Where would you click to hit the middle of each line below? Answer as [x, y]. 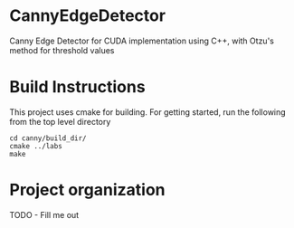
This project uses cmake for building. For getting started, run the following [148, 112]
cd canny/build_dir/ [48, 138]
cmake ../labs [36, 146]
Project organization [87, 190]
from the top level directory [60, 121]
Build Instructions [78, 87]
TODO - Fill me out [44, 214]
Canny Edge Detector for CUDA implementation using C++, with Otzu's [142, 41]
